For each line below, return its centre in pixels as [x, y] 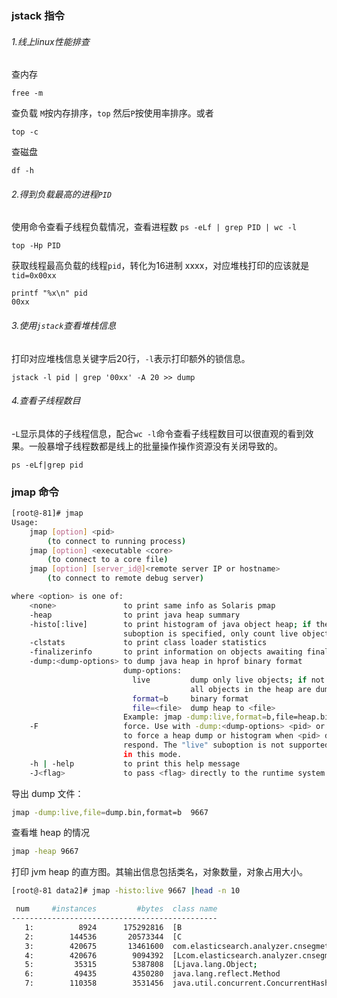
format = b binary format [190, 698]
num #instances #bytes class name [116, 909]
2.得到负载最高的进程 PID [62, 194]
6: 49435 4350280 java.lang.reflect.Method [152, 974]
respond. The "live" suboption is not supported [226, 745]
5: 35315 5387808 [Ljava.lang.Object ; [141, 965]
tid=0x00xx [34, 276]
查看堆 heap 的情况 [50, 833]
